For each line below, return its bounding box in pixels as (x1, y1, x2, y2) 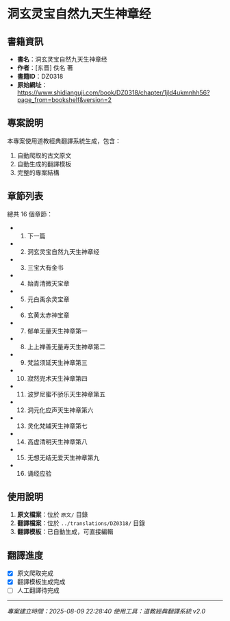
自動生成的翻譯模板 (16, 160, 72, 168)
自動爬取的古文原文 (16, 151, 72, 160)
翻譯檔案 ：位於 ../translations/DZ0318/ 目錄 (16, 519, 146, 527)
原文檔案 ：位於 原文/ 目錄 (16, 511, 88, 519)
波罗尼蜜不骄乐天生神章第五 (27, 390, 106, 398)
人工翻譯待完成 (16, 586, 60, 594)
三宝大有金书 (27, 263, 64, 271)
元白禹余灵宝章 (27, 295, 70, 303)
